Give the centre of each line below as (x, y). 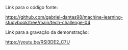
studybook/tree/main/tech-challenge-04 (48, 22)
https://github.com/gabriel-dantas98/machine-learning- (64, 17)
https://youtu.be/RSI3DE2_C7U (38, 42)
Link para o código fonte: (32, 7)
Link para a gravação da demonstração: (47, 32)
